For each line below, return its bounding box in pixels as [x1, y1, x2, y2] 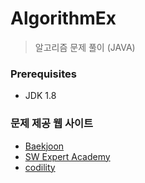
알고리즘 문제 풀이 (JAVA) [34, 41, 136, 53]
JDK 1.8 [24, 90, 57, 102]
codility [24, 161, 56, 173]
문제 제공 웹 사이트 [10, 117, 94, 131]
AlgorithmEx [10, 7, 117, 30]
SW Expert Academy [24, 150, 111, 162]
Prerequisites [10, 67, 77, 81]
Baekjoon [24, 140, 65, 152]
